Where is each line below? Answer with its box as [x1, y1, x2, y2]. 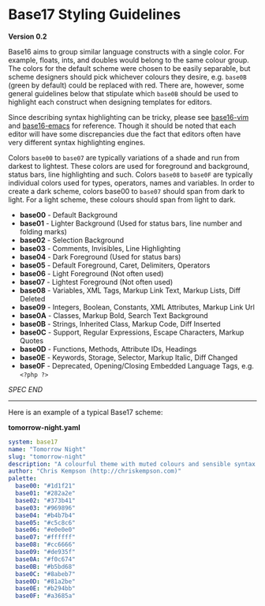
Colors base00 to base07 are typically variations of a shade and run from [8, 152, 240, 163]
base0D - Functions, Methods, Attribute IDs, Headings [19, 344, 197, 353]
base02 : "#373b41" [15, 496, 77, 504]
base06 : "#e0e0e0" [15, 526, 77, 534]
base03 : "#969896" [15, 503, 77, 512]
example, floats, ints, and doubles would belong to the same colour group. [8, 55, 250, 65]
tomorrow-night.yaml [8, 422, 80, 432]
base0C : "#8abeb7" [15, 570, 77, 578]
